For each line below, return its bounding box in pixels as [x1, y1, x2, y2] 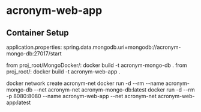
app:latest [6, 99, 31, 106]
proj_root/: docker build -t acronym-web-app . [6, 68, 121, 75]
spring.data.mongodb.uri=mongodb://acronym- [63, 43, 181, 51]
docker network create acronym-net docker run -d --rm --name [6, 79, 164, 87]
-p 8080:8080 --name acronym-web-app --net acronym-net [6, 93, 157, 99]
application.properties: [6, 43, 62, 51]
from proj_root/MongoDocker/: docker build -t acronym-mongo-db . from [6, 61, 187, 69]
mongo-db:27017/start [6, 50, 62, 57]
